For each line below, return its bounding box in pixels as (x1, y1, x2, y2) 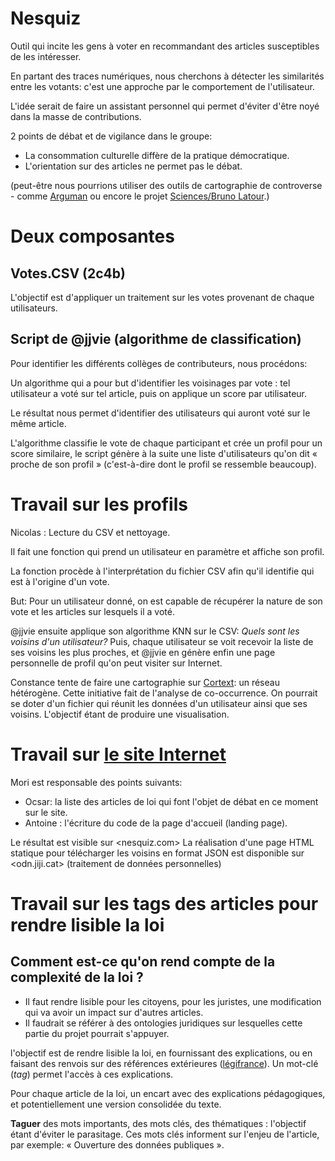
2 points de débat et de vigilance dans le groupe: (10, 130, 213, 142)
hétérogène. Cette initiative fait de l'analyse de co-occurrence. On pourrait (10, 687, 318, 699)
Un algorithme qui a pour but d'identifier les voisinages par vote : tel (10, 377, 291, 389)
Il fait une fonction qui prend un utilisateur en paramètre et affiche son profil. (10, 545, 325, 557)
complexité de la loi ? (10, 969, 144, 986)
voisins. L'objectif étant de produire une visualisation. (10, 708, 230, 720)
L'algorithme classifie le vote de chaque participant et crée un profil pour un (10, 437, 323, 449)
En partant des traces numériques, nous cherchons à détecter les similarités (10, 70, 325, 82)
